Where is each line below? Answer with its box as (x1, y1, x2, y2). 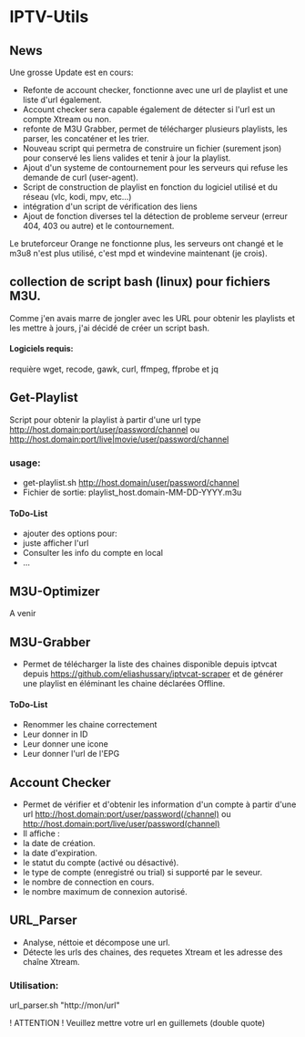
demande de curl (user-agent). (22, 172, 139, 183)
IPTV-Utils (9, 6, 89, 27)
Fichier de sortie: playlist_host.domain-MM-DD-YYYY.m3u (22, 487, 242, 498)
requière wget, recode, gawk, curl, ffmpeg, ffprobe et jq (9, 363, 219, 375)
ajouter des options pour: (22, 528, 118, 539)
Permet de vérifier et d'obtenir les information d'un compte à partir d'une (22, 799, 297, 810)
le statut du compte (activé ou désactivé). (22, 856, 179, 868)
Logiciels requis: (9, 343, 75, 354)
